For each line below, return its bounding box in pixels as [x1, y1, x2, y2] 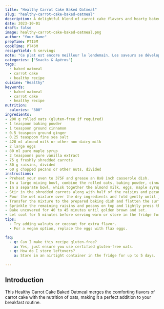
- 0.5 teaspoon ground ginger [5, 130, 67, 135]
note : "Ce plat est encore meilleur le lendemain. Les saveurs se [5, 52, 143, 58]
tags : [5, 62, 16, 67]
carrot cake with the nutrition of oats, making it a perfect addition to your [5, 294, 151, 300]
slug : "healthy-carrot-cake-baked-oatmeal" [5, 12, 95, 17]
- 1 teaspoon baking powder [5, 121, 62, 126]
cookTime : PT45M [5, 44, 38, 49]
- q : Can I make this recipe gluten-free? [9, 239, 97, 244]
